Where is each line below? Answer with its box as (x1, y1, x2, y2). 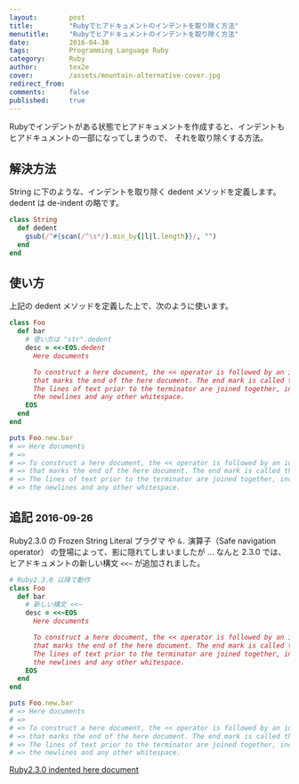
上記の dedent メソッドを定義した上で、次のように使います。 (9, 300, 234, 312)
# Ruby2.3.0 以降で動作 (9, 576, 91, 584)
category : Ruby (9, 54, 86, 63)
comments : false (9, 87, 90, 96)
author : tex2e (9, 63, 90, 72)
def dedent (17, 224, 58, 233)
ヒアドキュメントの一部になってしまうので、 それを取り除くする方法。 (9, 133, 269, 143)
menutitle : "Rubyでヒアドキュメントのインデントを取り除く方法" (9, 29, 238, 38)
